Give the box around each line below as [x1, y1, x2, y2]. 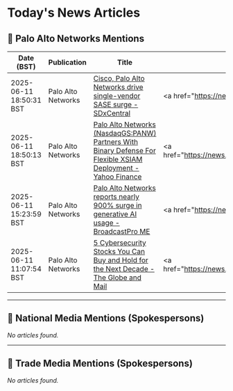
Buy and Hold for [93, 255, 149, 265]
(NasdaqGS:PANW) [93, 129, 157, 138]
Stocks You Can [93, 247, 146, 256]
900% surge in [93, 200, 142, 210]
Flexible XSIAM [93, 154, 143, 164]
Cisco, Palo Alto [93, 74, 145, 83]
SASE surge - [93, 99, 139, 109]
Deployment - [93, 163, 140, 173]
